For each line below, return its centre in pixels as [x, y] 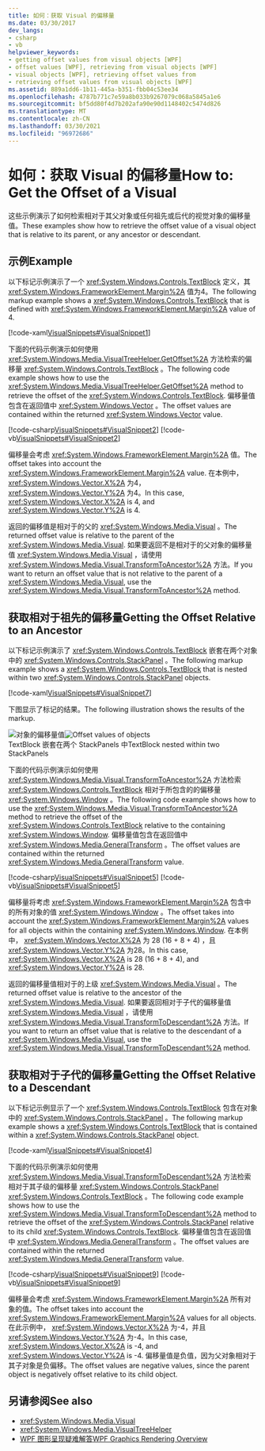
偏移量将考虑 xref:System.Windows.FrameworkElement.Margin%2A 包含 [127, 902]
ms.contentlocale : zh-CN [49, 119]
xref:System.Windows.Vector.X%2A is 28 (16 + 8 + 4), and [104, 959]
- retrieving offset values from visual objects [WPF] [100, 82]
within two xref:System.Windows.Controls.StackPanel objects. [110, 678]
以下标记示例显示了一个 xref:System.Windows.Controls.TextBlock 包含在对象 [133, 1108]
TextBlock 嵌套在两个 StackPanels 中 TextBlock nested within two [114, 745]
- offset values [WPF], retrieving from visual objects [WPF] [113, 67]
